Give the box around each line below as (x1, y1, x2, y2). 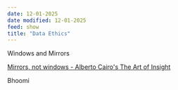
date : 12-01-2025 (7, 10, 58, 18)
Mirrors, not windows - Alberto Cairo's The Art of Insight (7, 63, 171, 71)
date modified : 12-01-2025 (7, 17, 87, 24)
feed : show (7, 23, 39, 30)
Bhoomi (7, 77, 30, 85)
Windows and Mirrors (7, 49, 70, 58)
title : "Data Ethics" (7, 30, 71, 37)
